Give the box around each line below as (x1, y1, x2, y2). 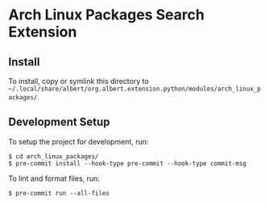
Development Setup (8, 115, 110, 129)
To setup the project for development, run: (8, 136, 149, 146)
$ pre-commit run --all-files (8, 189, 110, 197)
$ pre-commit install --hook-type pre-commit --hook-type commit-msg (8, 159, 247, 167)
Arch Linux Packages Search (8, 6, 205, 24)
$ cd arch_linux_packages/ (8, 152, 99, 161)
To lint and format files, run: (8, 174, 101, 183)
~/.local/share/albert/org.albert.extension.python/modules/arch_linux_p (8, 85, 262, 93)
